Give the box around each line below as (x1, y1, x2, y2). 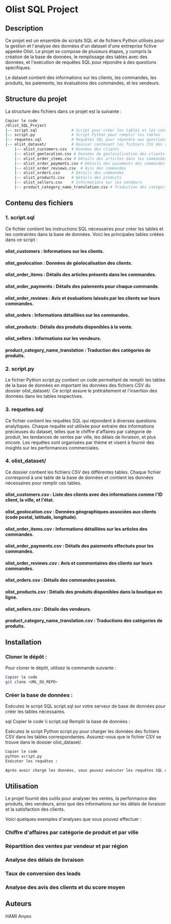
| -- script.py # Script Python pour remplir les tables (5, 132, 160, 137)
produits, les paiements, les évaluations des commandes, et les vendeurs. (5, 80, 160, 86)
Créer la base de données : (5, 691, 73, 698)
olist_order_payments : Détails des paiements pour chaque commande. (5, 283, 159, 289)
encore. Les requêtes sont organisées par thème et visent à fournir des (5, 439, 154, 445)
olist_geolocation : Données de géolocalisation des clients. (5, 259, 132, 266)
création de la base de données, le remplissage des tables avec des (5, 54, 148, 60)
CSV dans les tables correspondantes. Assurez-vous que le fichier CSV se (5, 733, 161, 740)
